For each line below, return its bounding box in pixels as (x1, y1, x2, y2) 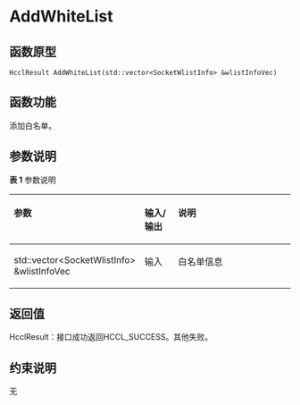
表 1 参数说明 (9, 174, 56, 185)
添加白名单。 (9, 120, 56, 131)
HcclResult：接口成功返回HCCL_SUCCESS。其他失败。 (9, 332, 212, 342)
